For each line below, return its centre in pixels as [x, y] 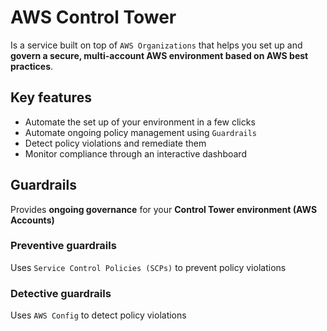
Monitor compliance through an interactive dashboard [135, 153]
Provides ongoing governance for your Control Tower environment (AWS [164, 209]
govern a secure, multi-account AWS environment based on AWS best [159, 55]
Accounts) [32, 220]
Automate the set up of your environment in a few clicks [140, 122]
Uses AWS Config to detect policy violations [98, 315]
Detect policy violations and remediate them [115, 143]
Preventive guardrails [63, 246]
